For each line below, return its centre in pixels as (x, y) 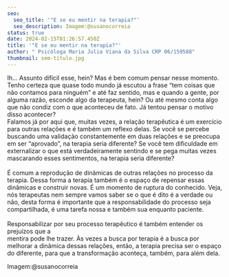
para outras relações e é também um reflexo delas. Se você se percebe (108, 129)
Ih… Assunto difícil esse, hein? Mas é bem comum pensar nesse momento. (113, 78)
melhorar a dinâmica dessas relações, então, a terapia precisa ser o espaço (114, 245)
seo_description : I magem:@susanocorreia (72, 26)
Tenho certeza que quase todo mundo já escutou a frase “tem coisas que (111, 85)
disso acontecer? (32, 114)
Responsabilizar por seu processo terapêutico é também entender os (105, 223)
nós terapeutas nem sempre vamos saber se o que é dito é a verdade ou (110, 195)
